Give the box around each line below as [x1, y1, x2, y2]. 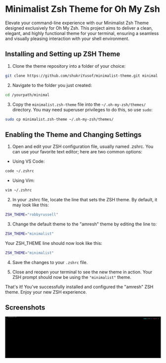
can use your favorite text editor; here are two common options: [12, 149, 142, 155]
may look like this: [12, 202, 49, 208]
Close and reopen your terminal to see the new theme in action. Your [12, 269, 152, 275]
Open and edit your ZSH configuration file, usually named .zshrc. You [12, 143, 154, 149]
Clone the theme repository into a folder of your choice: [12, 63, 126, 69]
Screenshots [5, 303, 45, 312]
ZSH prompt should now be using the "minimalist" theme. [12, 274, 132, 280]
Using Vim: [12, 178, 35, 183]
